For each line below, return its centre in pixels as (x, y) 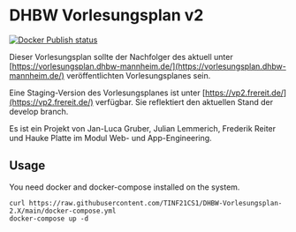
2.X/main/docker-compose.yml (63, 211)
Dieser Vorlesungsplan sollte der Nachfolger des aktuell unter (121, 56)
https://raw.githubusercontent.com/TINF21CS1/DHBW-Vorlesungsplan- (156, 203)
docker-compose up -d (49, 218)
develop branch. (39, 111)
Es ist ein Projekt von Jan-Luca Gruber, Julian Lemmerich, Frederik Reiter (143, 128)
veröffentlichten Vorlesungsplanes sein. (138, 75)
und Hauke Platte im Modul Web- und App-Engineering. (110, 138)
